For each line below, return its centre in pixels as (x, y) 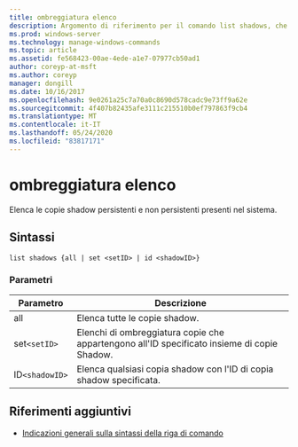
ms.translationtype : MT (53, 116)
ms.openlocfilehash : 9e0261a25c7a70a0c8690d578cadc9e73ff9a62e (129, 100)
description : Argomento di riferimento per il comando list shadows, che (149, 26)
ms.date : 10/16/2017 (47, 91)
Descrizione (180, 302)
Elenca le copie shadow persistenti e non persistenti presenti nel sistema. (143, 209)
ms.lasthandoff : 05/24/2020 (61, 133)
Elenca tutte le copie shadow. (138, 318)
